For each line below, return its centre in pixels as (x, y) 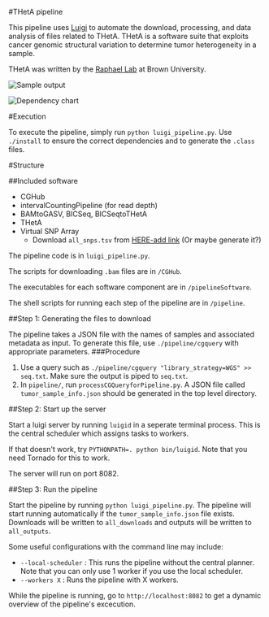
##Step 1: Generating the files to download (80, 319)
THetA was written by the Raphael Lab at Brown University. (107, 69)
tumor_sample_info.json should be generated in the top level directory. (139, 393)
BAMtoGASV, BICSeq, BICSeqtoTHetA (84, 214)
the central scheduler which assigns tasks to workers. (99, 433)
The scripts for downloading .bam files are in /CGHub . (95, 271)
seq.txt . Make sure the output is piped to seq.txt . (104, 376)
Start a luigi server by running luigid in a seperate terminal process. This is (134, 425)
